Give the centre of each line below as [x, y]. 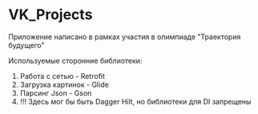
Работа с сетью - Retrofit [62, 76]
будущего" [26, 45]
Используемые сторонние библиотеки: [75, 61]
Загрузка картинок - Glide [64, 85]
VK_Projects [50, 15]
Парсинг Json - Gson [56, 92]
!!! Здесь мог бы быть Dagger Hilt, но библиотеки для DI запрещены [135, 101]
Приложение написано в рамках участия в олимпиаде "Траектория [125, 37]
